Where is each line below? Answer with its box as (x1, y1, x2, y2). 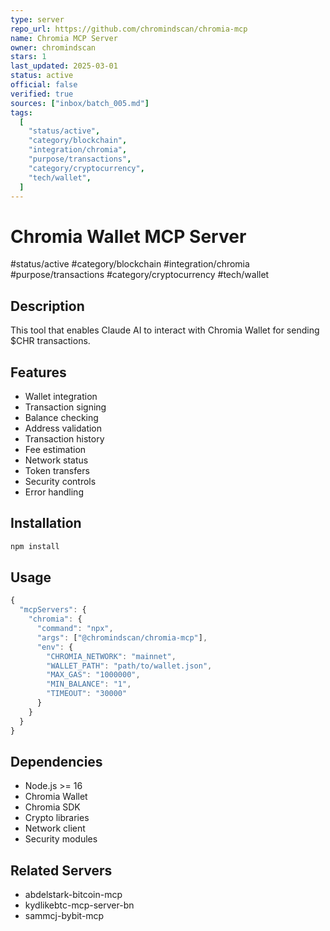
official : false (10, 80, 78, 90)
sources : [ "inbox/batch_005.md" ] (10, 98, 150, 108)
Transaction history (24, 432, 105, 445)
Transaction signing (24, 401, 107, 413)
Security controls (24, 475, 97, 487)
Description (10, 297, 85, 315)
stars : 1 (10, 52, 47, 62)
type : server (10, 14, 65, 25)
